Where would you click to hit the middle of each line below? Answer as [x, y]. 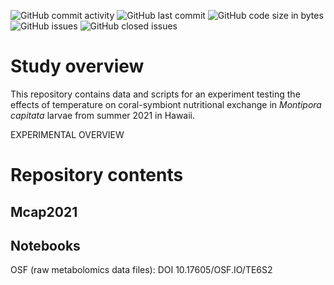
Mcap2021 [44, 211]
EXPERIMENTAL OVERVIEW [67, 134]
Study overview [77, 66]
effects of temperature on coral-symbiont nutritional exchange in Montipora [166, 104]
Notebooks [45, 245]
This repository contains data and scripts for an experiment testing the [155, 94]
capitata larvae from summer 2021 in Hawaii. [103, 115]
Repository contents [97, 175]
